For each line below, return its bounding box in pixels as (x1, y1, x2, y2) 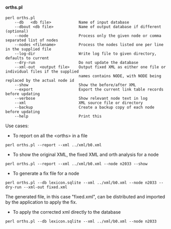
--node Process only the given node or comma (14, 33, 161, 38)
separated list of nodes (5, 38, 58, 43)
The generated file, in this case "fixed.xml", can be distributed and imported (5, 194, 165, 200)
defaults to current (5, 56, 50, 61)
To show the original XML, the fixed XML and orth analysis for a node (12, 151, 159, 158)
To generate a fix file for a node (12, 170, 79, 176)
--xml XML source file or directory (14, 100, 143, 106)
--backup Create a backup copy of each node (14, 105, 155, 110)
